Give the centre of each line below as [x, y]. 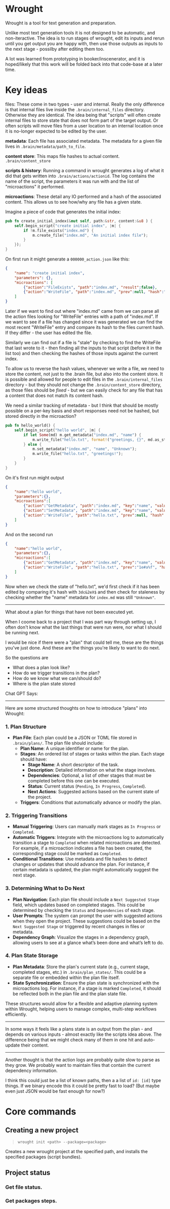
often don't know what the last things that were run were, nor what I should [83, 627]
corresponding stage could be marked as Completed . [67, 854]
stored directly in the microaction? [41, 416]
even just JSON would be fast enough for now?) [55, 1091]
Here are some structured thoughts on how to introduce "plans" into [76, 708]
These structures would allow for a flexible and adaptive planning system [81, 1003]
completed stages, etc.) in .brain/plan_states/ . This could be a [79, 972]
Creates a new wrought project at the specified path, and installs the [77, 1151]
